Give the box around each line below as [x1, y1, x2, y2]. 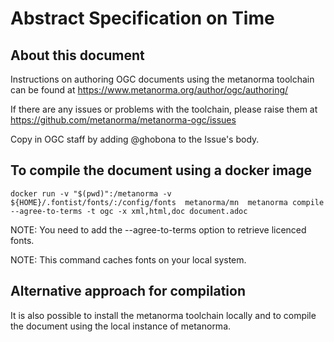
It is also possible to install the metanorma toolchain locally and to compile [10, 309, 317, 321]
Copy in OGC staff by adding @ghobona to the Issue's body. [10, 133, 260, 145]
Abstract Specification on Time [10, 7, 275, 30]
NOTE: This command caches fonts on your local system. [10, 253, 247, 266]
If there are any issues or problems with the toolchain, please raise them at [10, 103, 318, 115]
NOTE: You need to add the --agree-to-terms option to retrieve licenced [10, 223, 307, 236]
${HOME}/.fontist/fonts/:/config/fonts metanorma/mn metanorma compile [10, 197, 325, 207]
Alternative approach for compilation [10, 283, 246, 300]
